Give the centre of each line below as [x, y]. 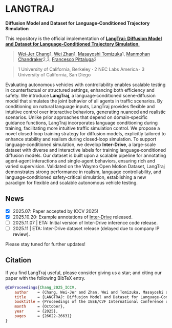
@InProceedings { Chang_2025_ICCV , [41, 288]
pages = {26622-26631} [43, 316]
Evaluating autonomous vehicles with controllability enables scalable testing [85, 85]
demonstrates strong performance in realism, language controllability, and [83, 172]
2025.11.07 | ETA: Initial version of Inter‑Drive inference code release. [85, 222]
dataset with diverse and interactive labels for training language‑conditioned [86, 150]
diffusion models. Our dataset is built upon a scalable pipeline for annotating [86, 155]
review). [21, 234]
